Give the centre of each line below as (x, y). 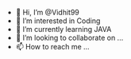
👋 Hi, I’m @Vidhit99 (47, 12)
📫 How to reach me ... (52, 47)
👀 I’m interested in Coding (58, 21)
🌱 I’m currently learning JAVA (64, 29)
